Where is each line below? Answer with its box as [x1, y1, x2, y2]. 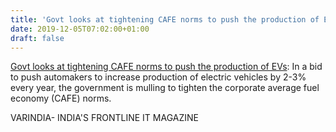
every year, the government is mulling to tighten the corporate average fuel [10, 82, 320, 94]
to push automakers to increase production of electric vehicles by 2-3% [10, 71, 307, 83]
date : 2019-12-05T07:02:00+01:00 [10, 24, 150, 34]
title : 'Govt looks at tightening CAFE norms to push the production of [10, 14, 320, 25]
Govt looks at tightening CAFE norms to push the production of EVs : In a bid [10, 61, 323, 73]
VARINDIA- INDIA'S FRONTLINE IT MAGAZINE [10, 112, 199, 124]
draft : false [10, 33, 65, 43]
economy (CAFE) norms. [10, 92, 112, 105]
